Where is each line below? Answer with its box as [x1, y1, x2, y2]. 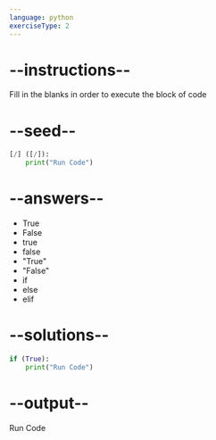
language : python [9, 12, 74, 22]
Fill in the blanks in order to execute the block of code [9, 89, 207, 100]
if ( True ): [9, 354, 50, 363]
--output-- [9, 393, 89, 413]
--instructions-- [9, 60, 131, 80]
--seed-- [9, 120, 77, 141]
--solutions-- [9, 325, 110, 345]
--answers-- [9, 188, 104, 209]
